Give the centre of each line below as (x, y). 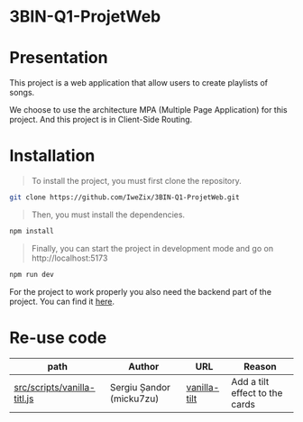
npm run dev (32, 274)
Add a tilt (250, 381)
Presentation (59, 58)
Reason (260, 366)
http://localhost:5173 (69, 258)
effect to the (257, 392)
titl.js (24, 399)
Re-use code (58, 338)
